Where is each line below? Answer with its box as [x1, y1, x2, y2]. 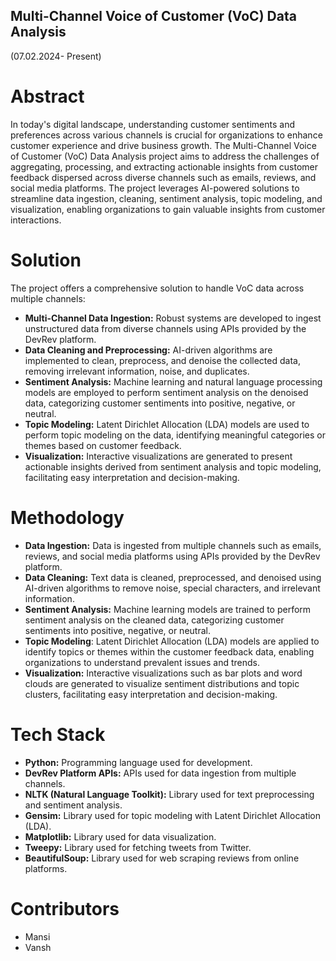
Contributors [10, 897, 120, 920]
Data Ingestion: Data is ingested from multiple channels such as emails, [24, 539, 322, 551]
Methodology [10, 506, 125, 529]
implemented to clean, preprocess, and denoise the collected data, [24, 354, 301, 366]
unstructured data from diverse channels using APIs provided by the [24, 322, 307, 334]
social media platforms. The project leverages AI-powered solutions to [10, 182, 300, 194]
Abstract [10, 85, 85, 108]
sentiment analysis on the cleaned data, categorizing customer [24, 614, 285, 626]
